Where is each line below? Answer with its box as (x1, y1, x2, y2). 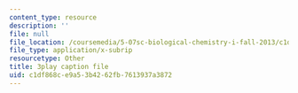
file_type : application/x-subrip (9, 46, 133, 55)
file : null (9, 29, 50, 38)
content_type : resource (9, 12, 98, 22)
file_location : (9, 37, 66, 47)
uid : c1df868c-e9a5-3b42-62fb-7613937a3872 (9, 71, 173, 80)
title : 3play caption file (9, 63, 109, 72)
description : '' (9, 21, 69, 30)
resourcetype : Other (9, 54, 86, 63)
